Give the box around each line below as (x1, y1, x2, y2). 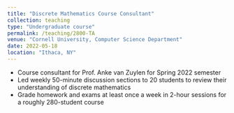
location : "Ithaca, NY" (7, 50, 77, 56)
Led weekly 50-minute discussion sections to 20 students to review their (17, 75, 227, 84)
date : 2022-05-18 (7, 43, 58, 50)
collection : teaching (7, 17, 71, 24)
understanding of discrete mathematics (17, 83, 131, 91)
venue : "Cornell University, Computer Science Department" (7, 36, 183, 43)
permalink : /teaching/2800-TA (7, 29, 96, 37)
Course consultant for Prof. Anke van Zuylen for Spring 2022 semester (17, 68, 221, 77)
